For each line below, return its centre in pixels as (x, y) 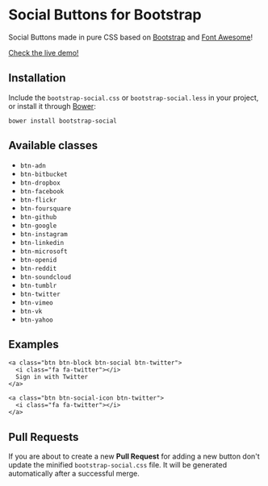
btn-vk (31, 311)
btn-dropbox (40, 183)
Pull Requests (44, 437)
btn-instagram (44, 234)
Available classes (53, 145)
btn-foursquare (46, 208)
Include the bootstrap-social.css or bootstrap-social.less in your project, (134, 98)
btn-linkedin (42, 243)
